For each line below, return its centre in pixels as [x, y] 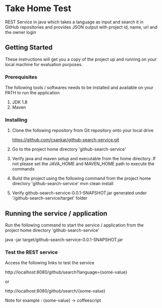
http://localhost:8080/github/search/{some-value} [55, 291]
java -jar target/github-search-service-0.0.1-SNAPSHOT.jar [64, 240]
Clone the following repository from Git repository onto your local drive [83, 130]
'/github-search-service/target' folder [50, 198]
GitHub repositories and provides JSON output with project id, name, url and [81, 27]
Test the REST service [32, 252]
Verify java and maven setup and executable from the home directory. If [84, 159]
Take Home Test [38, 9]
